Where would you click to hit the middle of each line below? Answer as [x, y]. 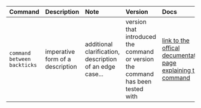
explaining [176, 70]
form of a [58, 59]
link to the [176, 40]
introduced [141, 37]
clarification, [102, 52]
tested [134, 89]
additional [99, 44]
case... [94, 74]
